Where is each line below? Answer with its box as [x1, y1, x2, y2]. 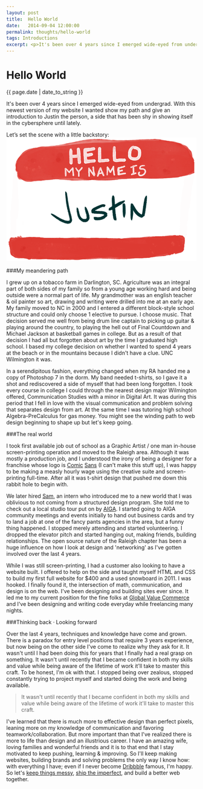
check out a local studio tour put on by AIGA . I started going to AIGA [6, 505, 176, 513]
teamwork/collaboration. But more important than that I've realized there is [6, 731, 192, 738]
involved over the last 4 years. [6, 550, 82, 558]
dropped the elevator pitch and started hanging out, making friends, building [6, 531, 196, 538]
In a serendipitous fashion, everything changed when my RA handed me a [6, 367, 190, 375]
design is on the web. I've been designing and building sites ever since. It [6, 588, 189, 595]
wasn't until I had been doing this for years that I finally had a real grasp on [6, 649, 193, 657]
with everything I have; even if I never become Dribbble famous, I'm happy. [6, 763, 193, 770]
